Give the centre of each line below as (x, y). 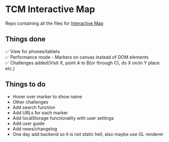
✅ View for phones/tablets (33, 51)
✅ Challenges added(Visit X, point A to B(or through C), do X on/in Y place (82, 63)
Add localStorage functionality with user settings (63, 118)
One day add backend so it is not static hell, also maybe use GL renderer (88, 134)
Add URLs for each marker (40, 113)
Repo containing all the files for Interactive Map (54, 23)
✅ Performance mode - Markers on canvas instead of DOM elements (77, 57)
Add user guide (29, 123)
